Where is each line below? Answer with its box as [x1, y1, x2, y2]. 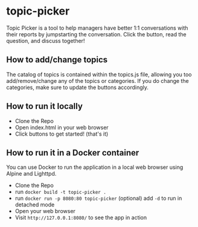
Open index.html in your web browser [14, 123, 109, 131]
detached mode [14, 201, 55, 208]
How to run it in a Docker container [6, 147, 139, 158]
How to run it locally [6, 101, 83, 111]
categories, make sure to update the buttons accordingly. [6, 84, 149, 91]
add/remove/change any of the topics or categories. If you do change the [6, 77, 189, 84]
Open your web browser [14, 208, 75, 215]
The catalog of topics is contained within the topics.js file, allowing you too [6, 71, 192, 78]
